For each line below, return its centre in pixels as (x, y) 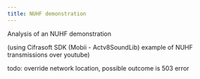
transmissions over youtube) (49, 55)
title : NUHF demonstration (47, 14)
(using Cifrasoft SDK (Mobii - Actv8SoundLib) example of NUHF (100, 47)
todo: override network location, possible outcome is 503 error (98, 68)
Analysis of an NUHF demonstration (59, 34)
